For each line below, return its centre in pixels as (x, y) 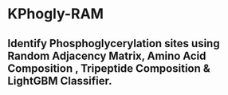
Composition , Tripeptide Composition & (109, 68)
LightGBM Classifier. (60, 81)
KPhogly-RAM (56, 14)
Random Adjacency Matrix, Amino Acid (107, 55)
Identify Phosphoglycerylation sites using (114, 44)
